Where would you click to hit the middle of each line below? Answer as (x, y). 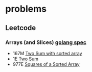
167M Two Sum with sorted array (48, 53)
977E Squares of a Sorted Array (46, 64)
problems (26, 9)
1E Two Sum (26, 59)
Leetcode (21, 28)
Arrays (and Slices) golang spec (46, 42)
